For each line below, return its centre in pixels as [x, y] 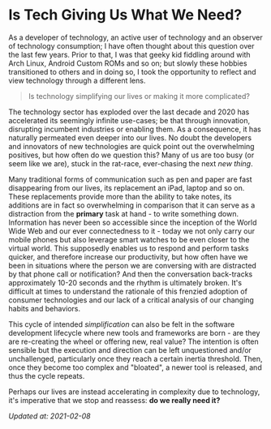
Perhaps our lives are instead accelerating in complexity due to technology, [134, 392]
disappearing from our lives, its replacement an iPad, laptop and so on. [127, 187]
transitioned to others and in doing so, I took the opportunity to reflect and [133, 71]
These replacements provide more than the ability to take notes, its [120, 196]
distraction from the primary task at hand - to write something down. [124, 213]
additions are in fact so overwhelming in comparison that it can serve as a [132, 205]
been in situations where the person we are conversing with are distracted [133, 265]
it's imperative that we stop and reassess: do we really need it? [114, 400]
